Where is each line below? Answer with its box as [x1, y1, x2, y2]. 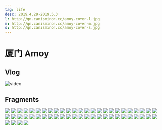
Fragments [5, 95, 39, 104]
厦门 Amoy [5, 48, 49, 59]
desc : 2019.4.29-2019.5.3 [5, 12, 58, 17]
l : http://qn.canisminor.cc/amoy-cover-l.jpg [5, 16, 100, 21]
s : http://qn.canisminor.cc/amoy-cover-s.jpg [5, 26, 100, 30]
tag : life [5, 7, 26, 12]
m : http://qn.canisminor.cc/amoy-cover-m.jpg [5, 21, 100, 26]
